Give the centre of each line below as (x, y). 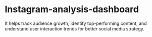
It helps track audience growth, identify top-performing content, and (76, 23)
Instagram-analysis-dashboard (72, 9)
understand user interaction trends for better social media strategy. (74, 28)
